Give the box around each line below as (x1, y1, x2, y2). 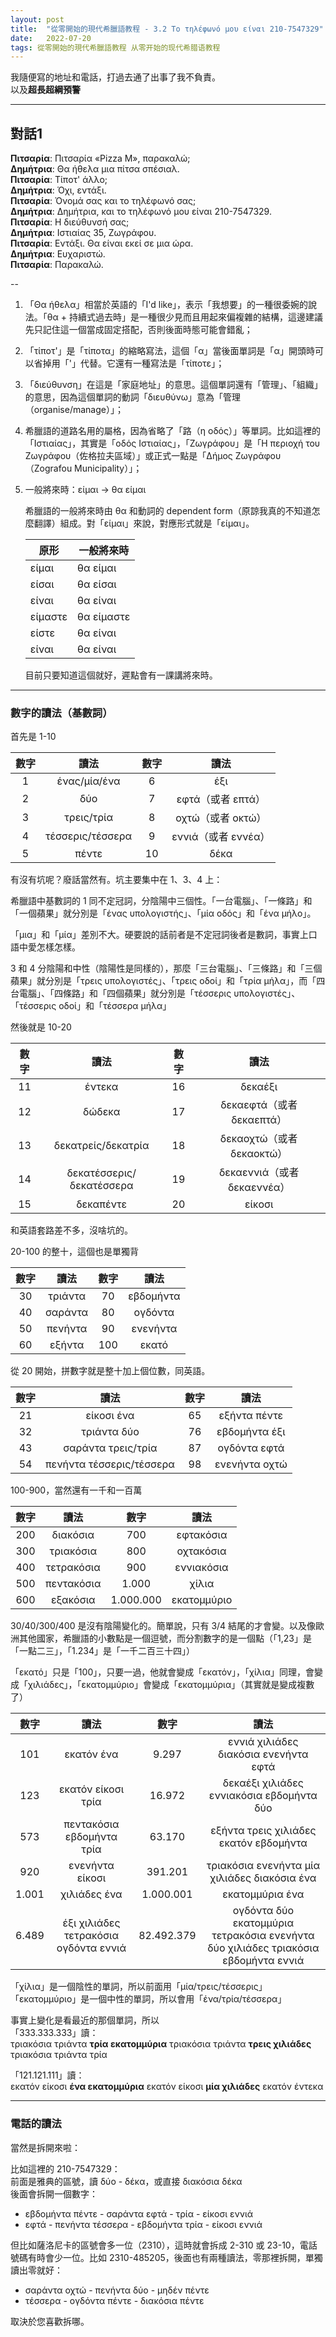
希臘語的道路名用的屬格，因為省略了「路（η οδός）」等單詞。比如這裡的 (24, 425, 321, 437)
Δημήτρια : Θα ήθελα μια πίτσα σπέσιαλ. (10, 163, 180, 175)
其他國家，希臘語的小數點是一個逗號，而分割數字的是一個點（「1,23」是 (18, 1632, 312, 1645)
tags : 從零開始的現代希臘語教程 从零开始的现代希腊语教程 (10, 42, 221, 53)
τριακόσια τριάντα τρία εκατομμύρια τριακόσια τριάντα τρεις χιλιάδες (10, 2038, 312, 2050)
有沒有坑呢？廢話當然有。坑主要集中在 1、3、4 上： (10, 874, 223, 886)
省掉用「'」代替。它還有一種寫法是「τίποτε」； (33, 357, 225, 370)
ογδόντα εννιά (56, 1941, 127, 1955)
